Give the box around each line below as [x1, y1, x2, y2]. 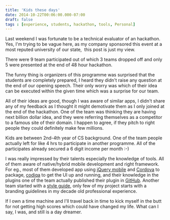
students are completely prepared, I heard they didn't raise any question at [5, 77, 162, 83]
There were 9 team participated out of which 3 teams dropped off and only [5, 57, 163, 63]
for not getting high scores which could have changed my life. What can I [5, 204, 159, 210]
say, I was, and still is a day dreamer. [5, 209, 82, 215]
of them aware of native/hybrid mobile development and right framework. [5, 161, 159, 167]
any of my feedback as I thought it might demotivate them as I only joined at [5, 103, 164, 110]
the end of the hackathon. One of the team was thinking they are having [5, 109, 156, 115]
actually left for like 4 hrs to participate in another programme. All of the [5, 140, 156, 146]
